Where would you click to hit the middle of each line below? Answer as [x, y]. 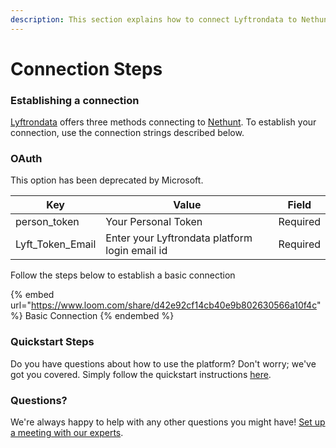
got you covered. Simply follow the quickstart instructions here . [141, 374]
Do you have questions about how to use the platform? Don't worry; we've [163, 363]
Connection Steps [86, 68]
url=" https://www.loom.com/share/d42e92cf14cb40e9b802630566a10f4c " [166, 305]
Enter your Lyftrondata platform [179, 238]
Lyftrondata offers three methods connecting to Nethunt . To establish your [163, 122]
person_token [47, 222]
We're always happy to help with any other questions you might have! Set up [168, 422]
